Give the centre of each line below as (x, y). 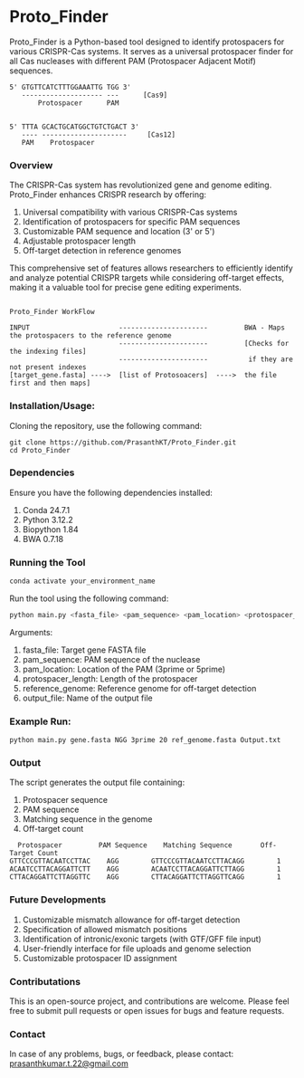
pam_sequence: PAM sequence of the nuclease (111, 659)
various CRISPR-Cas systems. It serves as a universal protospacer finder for (152, 51)
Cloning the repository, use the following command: (106, 425)
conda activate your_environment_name (82, 581)
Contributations (45, 981)
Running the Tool (47, 562)
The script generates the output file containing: (97, 782)
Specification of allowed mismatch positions (104, 929)
